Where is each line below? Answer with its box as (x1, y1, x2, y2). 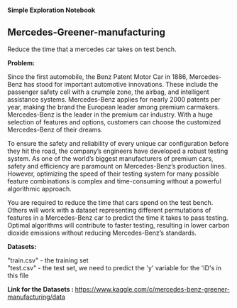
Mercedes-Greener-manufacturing (7, 26, 165, 38)
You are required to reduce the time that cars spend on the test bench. (7, 198, 214, 207)
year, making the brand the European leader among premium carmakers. (7, 103, 220, 112)
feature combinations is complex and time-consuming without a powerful (7, 177, 221, 186)
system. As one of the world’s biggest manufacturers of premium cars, (7, 154, 214, 163)
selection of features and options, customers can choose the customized (7, 118, 221, 127)
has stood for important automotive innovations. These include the (23, 80, 219, 89)
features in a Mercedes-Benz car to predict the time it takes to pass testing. (7, 213, 228, 222)
